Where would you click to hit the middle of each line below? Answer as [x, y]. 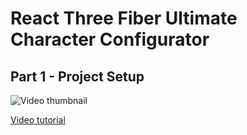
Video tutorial [38, 120]
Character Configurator [110, 39]
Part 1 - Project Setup [77, 76]
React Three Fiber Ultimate [124, 18]
